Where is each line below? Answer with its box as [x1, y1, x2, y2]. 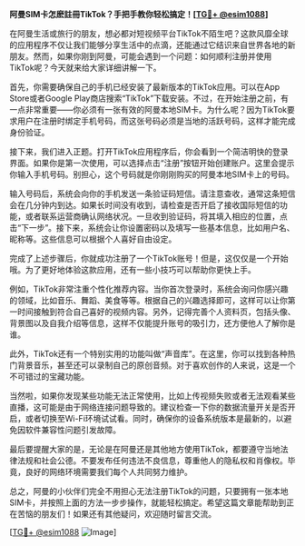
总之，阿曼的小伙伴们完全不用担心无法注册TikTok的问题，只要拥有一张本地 [9, 486, 289, 496]
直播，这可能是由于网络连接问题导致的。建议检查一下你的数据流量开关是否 [9, 402, 288, 412]
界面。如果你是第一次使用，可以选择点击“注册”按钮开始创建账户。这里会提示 [9, 158, 295, 168]
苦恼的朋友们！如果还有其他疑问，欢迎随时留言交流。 [16, 509, 216, 519]
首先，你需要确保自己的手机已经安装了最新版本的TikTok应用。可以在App [9, 82, 280, 92]
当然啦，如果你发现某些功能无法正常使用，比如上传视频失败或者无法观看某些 [9, 391, 296, 401]
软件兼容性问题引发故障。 [25, 424, 121, 435]
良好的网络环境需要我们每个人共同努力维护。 [25, 467, 192, 477]
